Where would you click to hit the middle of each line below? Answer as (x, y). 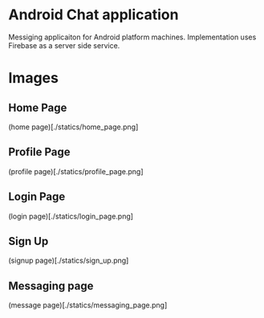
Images (33, 78)
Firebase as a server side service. (64, 45)
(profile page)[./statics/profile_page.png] (76, 171)
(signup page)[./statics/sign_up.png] (69, 261)
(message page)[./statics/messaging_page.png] (88, 305)
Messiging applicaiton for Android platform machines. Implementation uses (132, 37)
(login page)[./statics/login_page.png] (71, 216)
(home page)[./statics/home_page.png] (73, 127)
